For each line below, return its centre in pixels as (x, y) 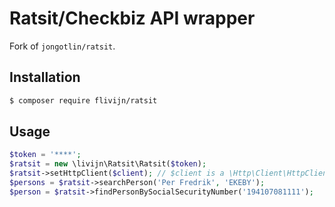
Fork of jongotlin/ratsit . (62, 46)
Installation (45, 77)
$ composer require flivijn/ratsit (83, 100)
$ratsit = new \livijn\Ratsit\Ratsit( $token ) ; (108, 164)
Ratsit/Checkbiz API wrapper (132, 18)
